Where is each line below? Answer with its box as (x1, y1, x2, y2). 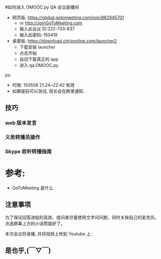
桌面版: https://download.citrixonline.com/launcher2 (12, 38, 117, 44)
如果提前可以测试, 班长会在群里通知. (12, 88, 84, 94)
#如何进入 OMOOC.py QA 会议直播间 (5, 4, 79, 10)
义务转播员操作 (5, 134, 40, 141)
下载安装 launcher (19, 44, 56, 50)
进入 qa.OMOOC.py (19, 62, 59, 68)
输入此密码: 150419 (19, 32, 58, 37)
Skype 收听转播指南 (5, 148, 52, 155)
